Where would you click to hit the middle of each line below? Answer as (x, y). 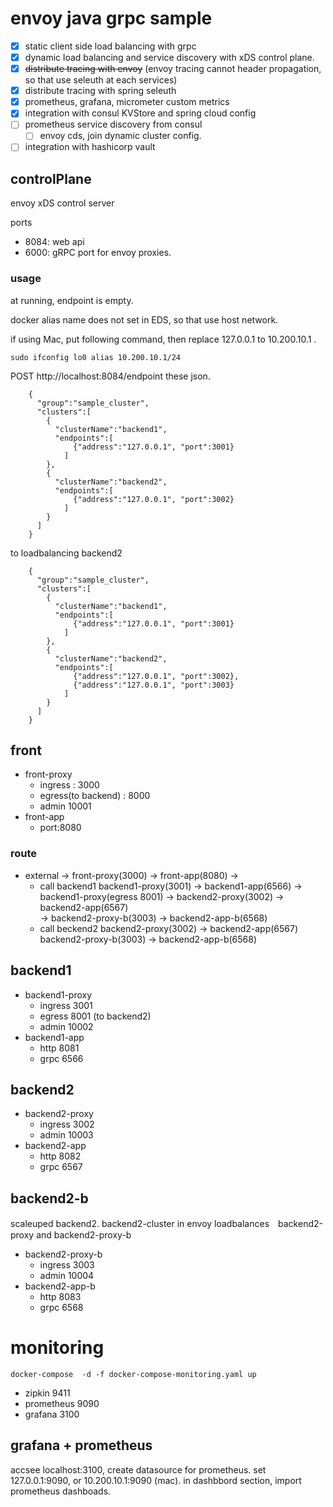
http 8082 (60, 1156)
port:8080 (60, 828)
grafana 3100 (52, 1414)
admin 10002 (66, 1026)
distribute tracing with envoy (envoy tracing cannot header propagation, (173, 69)
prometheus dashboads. (61, 1491)
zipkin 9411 (47, 1393)
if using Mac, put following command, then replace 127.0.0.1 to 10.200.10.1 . (163, 339)
